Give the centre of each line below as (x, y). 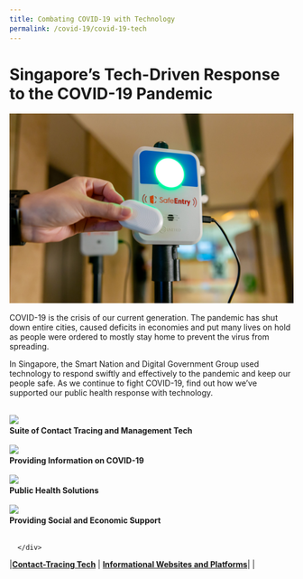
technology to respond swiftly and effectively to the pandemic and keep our (150, 374)
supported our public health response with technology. (111, 393)
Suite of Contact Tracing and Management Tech (101, 431)
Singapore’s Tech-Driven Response (145, 75)
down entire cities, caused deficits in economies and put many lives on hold (150, 327)
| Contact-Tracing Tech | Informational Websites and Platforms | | (132, 565)
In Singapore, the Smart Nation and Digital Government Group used (134, 364)
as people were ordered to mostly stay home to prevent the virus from (139, 337)
